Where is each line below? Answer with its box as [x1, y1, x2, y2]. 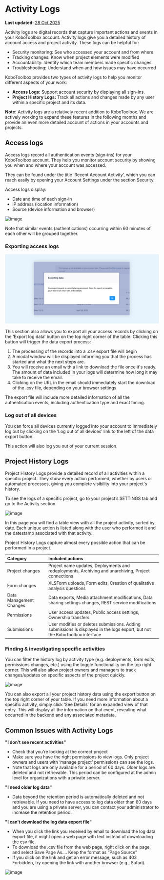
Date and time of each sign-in [12, 196, 72, 202]
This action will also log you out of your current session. [5, 443, 118, 449]
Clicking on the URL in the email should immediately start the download [12, 380, 156, 386]
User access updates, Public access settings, [48, 609, 140, 615]
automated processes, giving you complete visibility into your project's [5, 481, 147, 487]
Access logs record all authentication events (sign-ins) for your [5, 152, 132, 157]
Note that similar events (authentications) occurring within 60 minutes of [5, 225, 151, 231]
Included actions [48, 556, 83, 562]
